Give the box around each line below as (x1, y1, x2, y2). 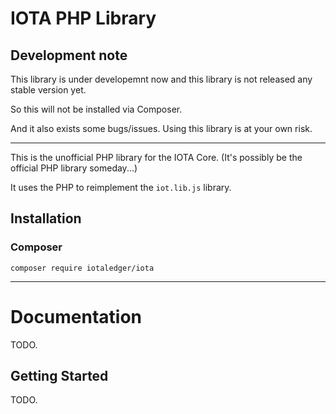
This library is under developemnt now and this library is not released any (10, 73, 313, 85)
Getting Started (10, 368, 109, 385)
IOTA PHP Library (10, 7, 157, 30)
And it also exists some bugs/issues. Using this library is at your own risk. (10, 123, 313, 134)
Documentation (10, 305, 143, 328)
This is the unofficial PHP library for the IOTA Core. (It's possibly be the (10, 152, 303, 163)
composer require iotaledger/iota (10, 263, 155, 273)
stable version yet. (10, 84, 87, 96)
